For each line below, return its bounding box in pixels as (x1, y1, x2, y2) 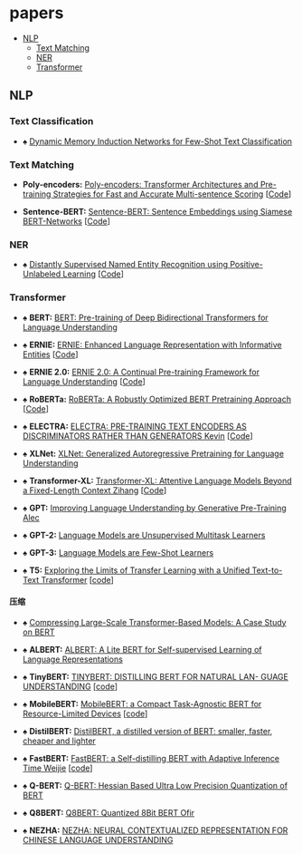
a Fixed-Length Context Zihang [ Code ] (22, 484, 167, 496)
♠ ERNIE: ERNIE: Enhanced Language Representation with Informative (22, 339, 282, 350)
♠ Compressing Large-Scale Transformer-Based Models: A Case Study (22, 616, 287, 627)
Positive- (230, 259, 264, 270)
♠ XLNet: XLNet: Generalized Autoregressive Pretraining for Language (22, 448, 285, 459)
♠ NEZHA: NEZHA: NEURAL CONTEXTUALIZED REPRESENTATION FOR (22, 824, 288, 836)
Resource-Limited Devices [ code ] (22, 708, 148, 719)
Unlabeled (22, 268, 61, 279)
